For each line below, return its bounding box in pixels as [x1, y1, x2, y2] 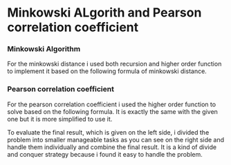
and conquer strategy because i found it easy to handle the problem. [7, 150, 203, 158]
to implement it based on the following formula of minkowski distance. [7, 67, 207, 75]
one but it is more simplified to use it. [7, 115, 113, 123]
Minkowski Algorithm [7, 44, 81, 54]
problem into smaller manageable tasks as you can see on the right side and [7, 135, 225, 144]
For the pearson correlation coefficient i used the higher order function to [7, 100, 216, 108]
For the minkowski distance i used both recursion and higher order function [7, 60, 222, 68]
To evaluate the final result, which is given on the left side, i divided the [7, 128, 210, 136]
